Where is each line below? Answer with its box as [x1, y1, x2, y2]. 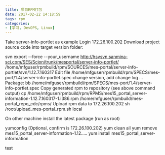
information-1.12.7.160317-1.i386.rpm [5, 95, 79, 101]
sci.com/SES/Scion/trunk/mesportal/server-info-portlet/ [5, 59, 119, 65]
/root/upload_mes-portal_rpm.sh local [5, 106, 82, 112]
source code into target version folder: [5, 44, 83, 50]
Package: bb [5, 80, 31, 86]
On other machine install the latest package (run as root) [5, 116, 120, 122]
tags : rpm [5, 16, 26, 21]
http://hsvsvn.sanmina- [80, 54, 128, 60]
